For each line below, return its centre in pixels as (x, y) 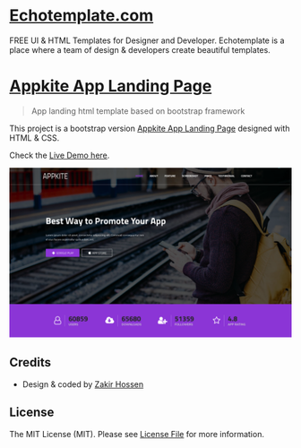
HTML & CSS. (34, 138)
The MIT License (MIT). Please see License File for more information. (137, 434)
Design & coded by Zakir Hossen (83, 384)
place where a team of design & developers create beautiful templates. (140, 49)
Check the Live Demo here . (60, 155)
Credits (30, 362)
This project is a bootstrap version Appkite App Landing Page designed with (150, 128)
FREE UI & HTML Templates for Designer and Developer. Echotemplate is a (147, 40)
